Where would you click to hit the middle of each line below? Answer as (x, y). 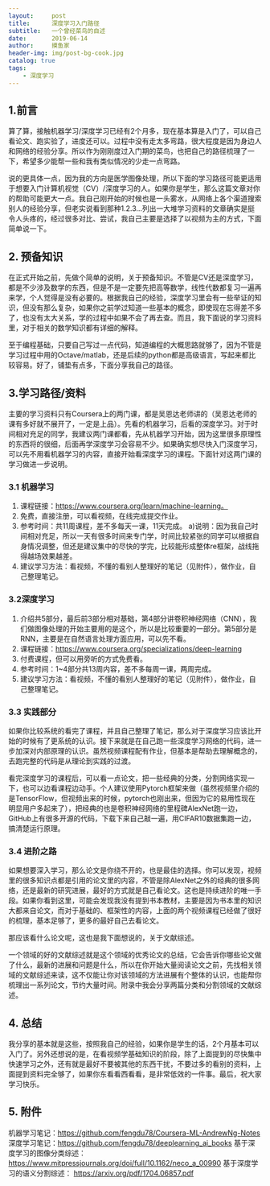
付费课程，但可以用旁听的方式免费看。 (83, 659)
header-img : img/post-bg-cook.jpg (66, 53)
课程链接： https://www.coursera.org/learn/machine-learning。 (124, 506)
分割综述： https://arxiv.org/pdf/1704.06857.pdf (115, 1173)
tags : (17, 68)
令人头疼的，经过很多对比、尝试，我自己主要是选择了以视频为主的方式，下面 (135, 219)
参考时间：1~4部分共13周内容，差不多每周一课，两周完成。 (118, 668)
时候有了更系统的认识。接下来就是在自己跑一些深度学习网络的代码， (135, 741)
